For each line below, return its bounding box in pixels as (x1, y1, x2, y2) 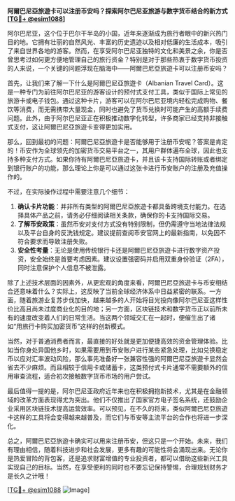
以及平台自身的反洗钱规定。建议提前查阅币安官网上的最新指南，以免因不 (17, 229, 226, 237)
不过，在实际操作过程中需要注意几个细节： (7, 188, 130, 195)
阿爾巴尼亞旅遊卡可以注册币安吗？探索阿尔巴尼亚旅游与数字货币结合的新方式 (7, 7, 228, 15)
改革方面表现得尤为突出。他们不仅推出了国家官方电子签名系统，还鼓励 (19, 395, 222, 404)
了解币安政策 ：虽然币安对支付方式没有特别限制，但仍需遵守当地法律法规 (17, 220, 226, 228)
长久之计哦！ (13, 472, 50, 480)
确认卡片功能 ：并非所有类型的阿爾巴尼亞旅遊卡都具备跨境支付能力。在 (17, 202, 220, 211)
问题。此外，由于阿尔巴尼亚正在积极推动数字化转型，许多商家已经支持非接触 (7, 114, 228, 122)
